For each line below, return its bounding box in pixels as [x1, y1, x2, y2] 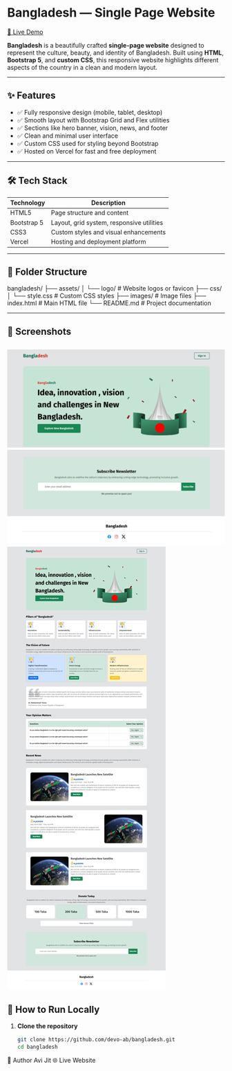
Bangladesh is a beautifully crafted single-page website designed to [7, 41, 205, 49]
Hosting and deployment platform [50, 237, 146, 246]
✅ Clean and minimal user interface [17, 131, 119, 140]
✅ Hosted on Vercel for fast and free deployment [17, 147, 157, 155]
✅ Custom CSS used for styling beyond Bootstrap [17, 139, 159, 147]
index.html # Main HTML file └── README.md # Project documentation [7, 299, 212, 307]
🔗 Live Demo [7, 28, 43, 36]
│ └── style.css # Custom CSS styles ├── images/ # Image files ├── [7, 292, 206, 300]
